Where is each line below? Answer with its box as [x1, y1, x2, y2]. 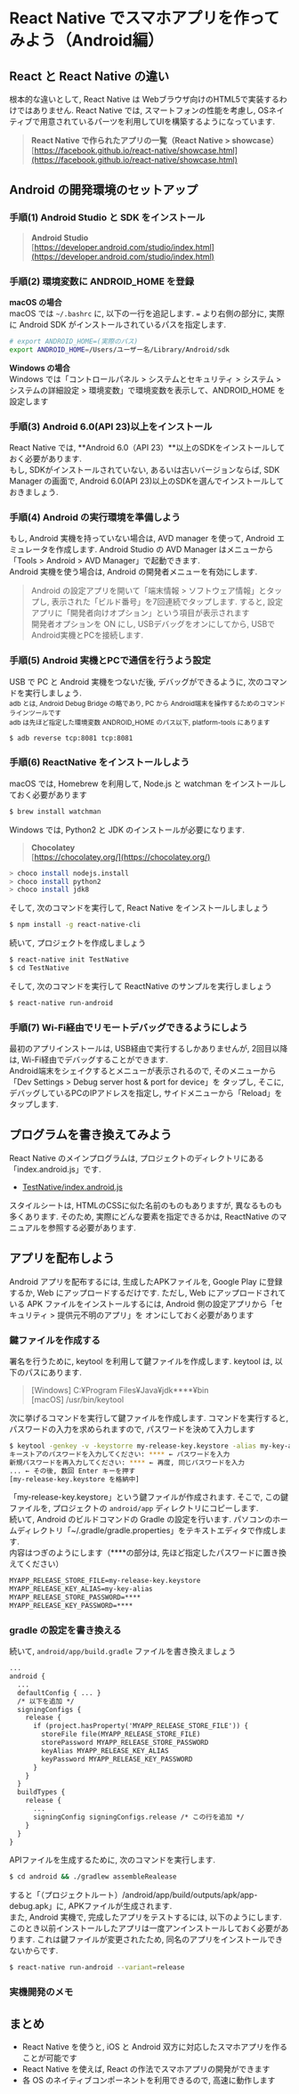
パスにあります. [24, 1368, 83, 1378]
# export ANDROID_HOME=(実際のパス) [9, 337, 139, 345]
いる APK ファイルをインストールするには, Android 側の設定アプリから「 [9, 1298, 276, 1309]
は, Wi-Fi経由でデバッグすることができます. [9, 1054, 169, 1065]
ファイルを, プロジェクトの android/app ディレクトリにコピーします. [9, 1503, 259, 1514]
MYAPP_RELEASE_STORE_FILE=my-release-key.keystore [9, 1577, 201, 1586]
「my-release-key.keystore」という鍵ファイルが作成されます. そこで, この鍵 [9, 1492, 289, 1503]
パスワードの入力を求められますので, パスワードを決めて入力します [9, 1424, 255, 1434]
